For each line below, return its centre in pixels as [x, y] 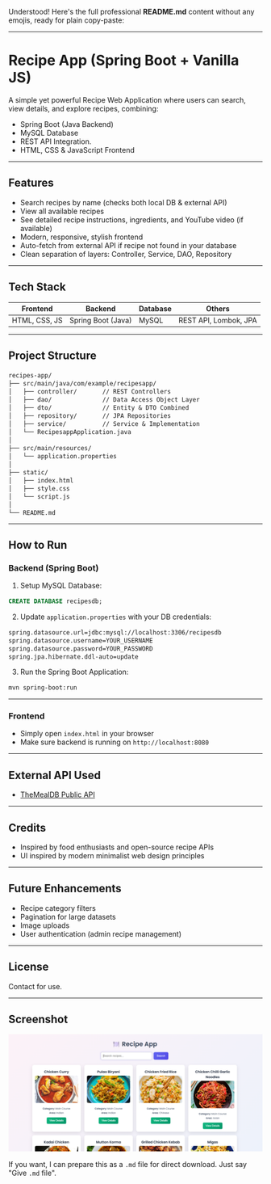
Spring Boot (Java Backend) [67, 124]
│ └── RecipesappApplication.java [70, 432]
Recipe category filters [58, 908]
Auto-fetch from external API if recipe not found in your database [128, 245]
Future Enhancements [65, 889]
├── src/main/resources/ [50, 448]
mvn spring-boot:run [43, 688]
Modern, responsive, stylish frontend [81, 237]
